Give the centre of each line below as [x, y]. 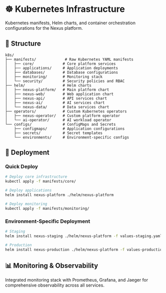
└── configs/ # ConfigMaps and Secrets [61, 124]
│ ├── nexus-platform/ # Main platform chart [57, 90]
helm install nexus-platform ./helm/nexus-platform [59, 195]
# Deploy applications [28, 191]
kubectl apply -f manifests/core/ [41, 182]
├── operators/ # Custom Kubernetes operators [66, 111]
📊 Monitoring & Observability [52, 266]
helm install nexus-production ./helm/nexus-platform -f [65, 249]
